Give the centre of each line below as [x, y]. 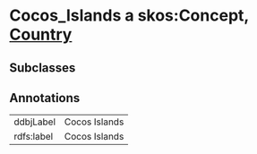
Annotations [45, 98]
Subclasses [43, 68]
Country [41, 34]
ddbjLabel [35, 122]
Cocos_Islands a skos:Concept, [129, 16]
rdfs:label [34, 137]
